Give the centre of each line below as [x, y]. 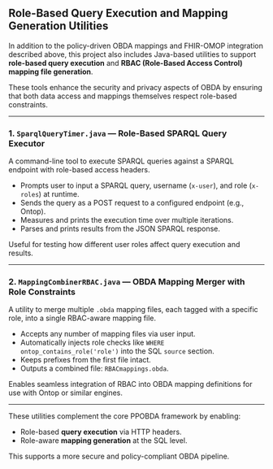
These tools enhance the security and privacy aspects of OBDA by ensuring [135, 87]
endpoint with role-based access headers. [79, 170]
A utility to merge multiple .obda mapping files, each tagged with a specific [133, 310]
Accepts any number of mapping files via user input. [108, 334]
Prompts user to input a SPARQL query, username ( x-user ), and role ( [136, 185]
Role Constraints [42, 292]
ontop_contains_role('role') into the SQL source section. [117, 351]
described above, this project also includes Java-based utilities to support [132, 54]
